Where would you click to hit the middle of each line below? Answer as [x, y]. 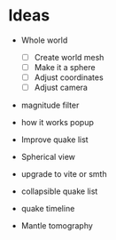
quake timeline [48, 209]
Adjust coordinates [69, 77]
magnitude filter [50, 105]
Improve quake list [55, 140]
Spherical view [48, 157]
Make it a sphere [65, 67]
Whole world [44, 40]
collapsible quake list [59, 191]
